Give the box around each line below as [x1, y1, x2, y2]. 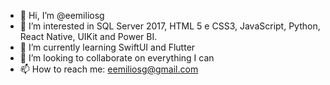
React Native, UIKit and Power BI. [19, 31, 158, 42]
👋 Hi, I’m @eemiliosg [19, 10, 105, 21]
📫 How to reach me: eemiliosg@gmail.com [19, 63, 199, 75]
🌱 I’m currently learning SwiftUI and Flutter [19, 41, 196, 53]
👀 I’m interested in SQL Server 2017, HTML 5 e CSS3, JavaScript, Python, [19, 20, 321, 32]
